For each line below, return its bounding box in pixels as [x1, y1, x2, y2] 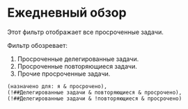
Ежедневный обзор [7, 5, 127, 21]
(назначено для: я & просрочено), [7, 83, 108, 90]
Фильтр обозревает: [7, 41, 68, 49]
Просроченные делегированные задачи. [17, 54, 139, 63]
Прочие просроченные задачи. [17, 69, 111, 78]
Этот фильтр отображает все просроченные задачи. [7, 28, 164, 36]
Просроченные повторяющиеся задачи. [17, 62, 137, 70]
